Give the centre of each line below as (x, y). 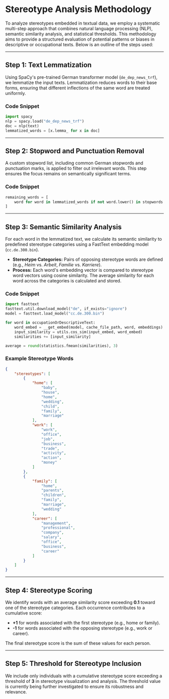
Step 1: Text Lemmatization (49, 65)
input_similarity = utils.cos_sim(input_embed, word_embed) (78, 332)
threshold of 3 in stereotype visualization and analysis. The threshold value (83, 681)
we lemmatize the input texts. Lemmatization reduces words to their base (81, 82)
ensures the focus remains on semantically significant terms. (68, 174)
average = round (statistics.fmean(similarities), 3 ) (62, 346)
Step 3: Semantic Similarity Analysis (63, 227)
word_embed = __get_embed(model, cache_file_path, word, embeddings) (89, 327)
